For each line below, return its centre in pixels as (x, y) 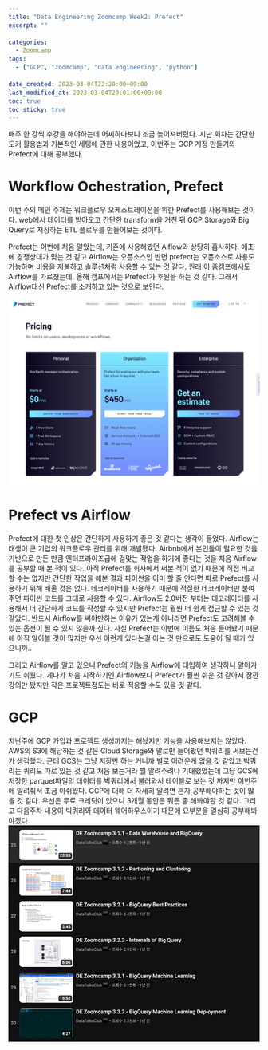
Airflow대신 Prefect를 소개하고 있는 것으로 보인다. (86, 286)
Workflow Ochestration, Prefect (116, 187)
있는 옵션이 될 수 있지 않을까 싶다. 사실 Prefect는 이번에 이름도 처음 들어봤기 (126, 628)
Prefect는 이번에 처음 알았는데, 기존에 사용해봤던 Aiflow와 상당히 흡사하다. (124, 247)
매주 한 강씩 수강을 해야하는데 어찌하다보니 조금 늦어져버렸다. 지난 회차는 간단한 (132, 134)
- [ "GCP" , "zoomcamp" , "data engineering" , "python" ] (106, 68)
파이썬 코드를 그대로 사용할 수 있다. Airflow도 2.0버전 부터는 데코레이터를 (136, 598)
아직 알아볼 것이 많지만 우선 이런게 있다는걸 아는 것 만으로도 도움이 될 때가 (131, 638)
